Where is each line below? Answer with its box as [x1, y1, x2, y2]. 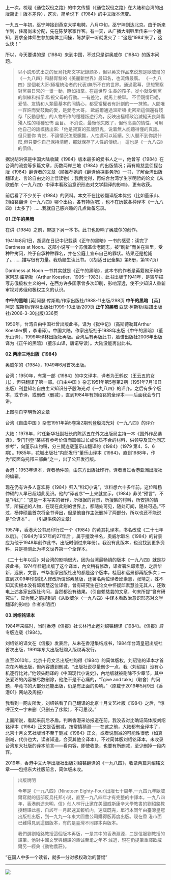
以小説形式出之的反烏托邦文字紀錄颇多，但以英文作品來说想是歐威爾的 [17, 69, 165, 75]
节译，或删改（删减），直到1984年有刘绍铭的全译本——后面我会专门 [18, 392, 161, 397]
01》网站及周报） [9, 689, 46, 695]
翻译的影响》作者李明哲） [5, 601, 59, 607]
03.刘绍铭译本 [5, 612, 35, 618]
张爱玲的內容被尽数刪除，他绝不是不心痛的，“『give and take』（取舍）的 [5, 677, 156, 682]
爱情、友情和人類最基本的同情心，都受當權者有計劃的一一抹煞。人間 [17, 101, 161, 106]
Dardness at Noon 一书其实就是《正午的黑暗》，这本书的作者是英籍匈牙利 [5, 268, 158, 274]
